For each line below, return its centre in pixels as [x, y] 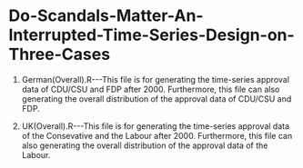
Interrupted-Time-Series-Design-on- [151, 35]
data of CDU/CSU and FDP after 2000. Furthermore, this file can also [151, 89]
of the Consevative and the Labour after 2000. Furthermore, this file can [157, 135]
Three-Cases [60, 54]
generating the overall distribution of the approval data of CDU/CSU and [157, 99]
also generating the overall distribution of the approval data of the [145, 145]
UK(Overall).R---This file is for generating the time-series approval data [156, 126]
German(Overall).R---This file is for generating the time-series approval [156, 79]
